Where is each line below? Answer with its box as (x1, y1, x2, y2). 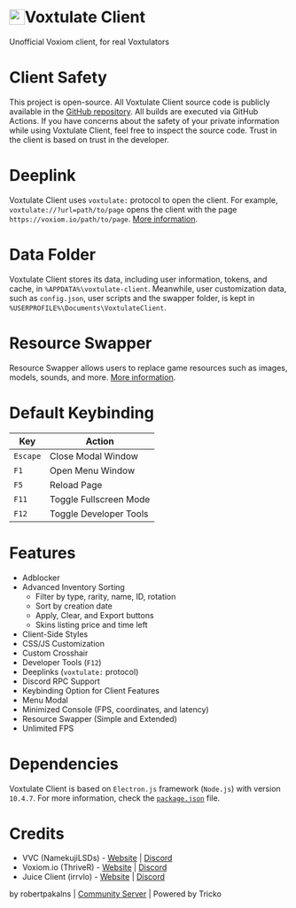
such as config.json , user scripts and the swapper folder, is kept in (9, 292, 255, 303)
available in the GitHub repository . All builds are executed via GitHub (9, 105, 259, 117)
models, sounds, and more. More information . (9, 371, 176, 383)
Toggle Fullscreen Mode (50, 493, 151, 505)
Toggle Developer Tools (50, 508, 149, 520)
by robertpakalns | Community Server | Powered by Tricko (9, 889, 222, 899)
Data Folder (9, 244, 96, 264)
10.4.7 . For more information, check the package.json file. (9, 792, 221, 803)
